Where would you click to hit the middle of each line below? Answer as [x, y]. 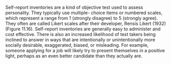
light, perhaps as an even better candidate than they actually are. [74, 56]
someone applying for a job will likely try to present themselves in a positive [85, 51]
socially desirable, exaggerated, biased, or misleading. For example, [77, 45]
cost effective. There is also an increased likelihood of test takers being [81, 34]
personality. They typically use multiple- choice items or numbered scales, [84, 13]
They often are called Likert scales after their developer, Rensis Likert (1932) [86, 23]
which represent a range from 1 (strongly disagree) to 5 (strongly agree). [82, 18]
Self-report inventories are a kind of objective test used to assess [74, 7]
